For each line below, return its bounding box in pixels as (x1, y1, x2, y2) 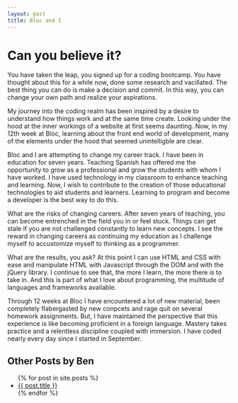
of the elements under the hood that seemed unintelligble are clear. (7, 137, 204, 146)
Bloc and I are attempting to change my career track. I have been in (7, 151, 204, 159)
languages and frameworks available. (7, 284, 117, 292)
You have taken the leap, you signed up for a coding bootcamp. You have (7, 71, 221, 79)
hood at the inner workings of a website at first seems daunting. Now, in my (7, 122, 228, 131)
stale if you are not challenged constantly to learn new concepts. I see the (7, 224, 223, 233)
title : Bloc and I (7, 17, 62, 24)
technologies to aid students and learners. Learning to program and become (7, 188, 230, 197)
